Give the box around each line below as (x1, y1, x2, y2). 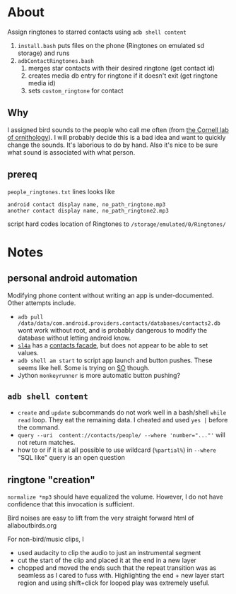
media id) (28, 78, 56, 87)
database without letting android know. (17, 333, 131, 342)
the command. (17, 423, 60, 432)
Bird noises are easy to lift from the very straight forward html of (7, 513, 194, 523)
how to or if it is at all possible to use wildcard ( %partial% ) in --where (17, 446, 217, 454)
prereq (7, 169, 37, 181)
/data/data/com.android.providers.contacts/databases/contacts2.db (17, 319, 220, 327)
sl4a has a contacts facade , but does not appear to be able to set (17, 340, 208, 350)
